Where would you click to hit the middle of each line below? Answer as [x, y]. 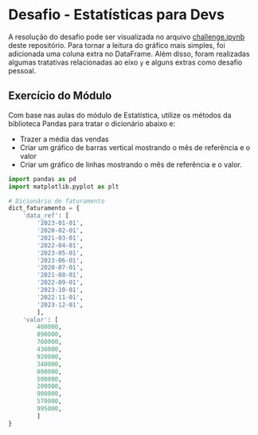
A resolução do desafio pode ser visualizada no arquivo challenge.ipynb [127, 37]
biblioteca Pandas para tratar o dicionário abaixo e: [92, 123]
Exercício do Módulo [60, 96]
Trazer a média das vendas [64, 139]
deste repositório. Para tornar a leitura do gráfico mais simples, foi [117, 45]
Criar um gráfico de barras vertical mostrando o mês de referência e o [135, 147]
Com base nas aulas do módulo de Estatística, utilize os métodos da [120, 115]
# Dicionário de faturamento [57, 201]
